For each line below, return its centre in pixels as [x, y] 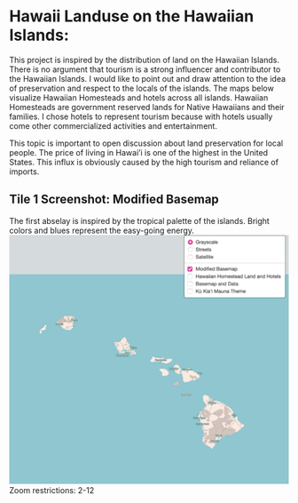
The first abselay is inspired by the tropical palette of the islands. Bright [140, 220]
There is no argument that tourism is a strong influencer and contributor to [145, 69]
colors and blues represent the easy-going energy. [102, 230]
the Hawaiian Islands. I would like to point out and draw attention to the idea [148, 78]
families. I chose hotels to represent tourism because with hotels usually [141, 116]
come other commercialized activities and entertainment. [113, 125]
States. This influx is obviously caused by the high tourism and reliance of [144, 162]
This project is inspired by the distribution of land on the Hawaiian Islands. [144, 60]
